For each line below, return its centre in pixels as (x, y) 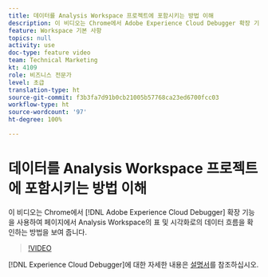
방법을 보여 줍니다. (58, 231)
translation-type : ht (44, 90)
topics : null (30, 38)
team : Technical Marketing (53, 61)
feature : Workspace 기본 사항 (55, 30)
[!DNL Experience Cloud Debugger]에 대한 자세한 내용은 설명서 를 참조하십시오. (134, 264)
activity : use (32, 46)
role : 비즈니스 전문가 (40, 75)
